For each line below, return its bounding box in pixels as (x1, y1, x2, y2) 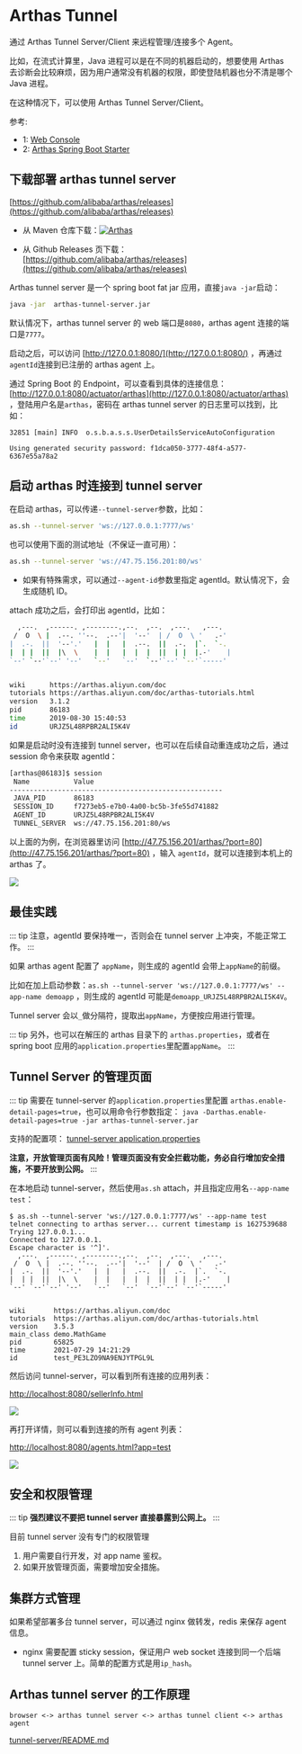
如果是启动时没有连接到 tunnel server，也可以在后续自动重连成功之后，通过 (9, 739, 289, 750)
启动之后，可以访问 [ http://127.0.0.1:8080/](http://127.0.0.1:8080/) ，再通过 (9, 347, 283, 358)
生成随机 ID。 (22, 586, 73, 596)
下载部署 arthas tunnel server (9, 172, 177, 187)
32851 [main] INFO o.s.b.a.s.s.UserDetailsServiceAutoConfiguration (9, 428, 276, 437)
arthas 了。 (9, 858, 51, 869)
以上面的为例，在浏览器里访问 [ (9, 836, 126, 846)
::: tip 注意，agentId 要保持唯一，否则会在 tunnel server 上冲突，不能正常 (9, 930, 280, 941)
